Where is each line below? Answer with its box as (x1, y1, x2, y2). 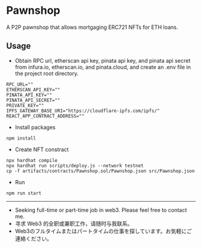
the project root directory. (14, 70, 79, 77)
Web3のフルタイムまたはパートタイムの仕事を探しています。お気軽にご (14, 227, 192, 235)
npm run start (6, 190, 42, 196)
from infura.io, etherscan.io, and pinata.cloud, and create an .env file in (14, 63, 191, 70)
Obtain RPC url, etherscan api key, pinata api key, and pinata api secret (14, 57, 191, 64)
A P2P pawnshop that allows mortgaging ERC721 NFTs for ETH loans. (6, 23, 179, 31)
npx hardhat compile (6, 157, 58, 163)
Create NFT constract (14, 146, 69, 153)
